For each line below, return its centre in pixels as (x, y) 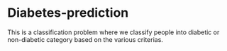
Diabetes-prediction (68, 13)
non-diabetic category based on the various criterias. (85, 39)
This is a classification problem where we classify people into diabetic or (113, 32)
